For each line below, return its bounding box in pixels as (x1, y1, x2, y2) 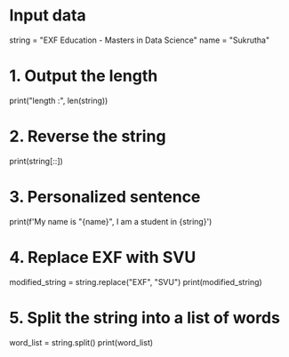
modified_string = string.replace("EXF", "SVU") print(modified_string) (9, 276, 262, 287)
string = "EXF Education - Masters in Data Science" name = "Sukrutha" (9, 35, 269, 45)
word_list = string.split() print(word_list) (9, 337, 154, 347)
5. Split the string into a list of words (9, 307, 280, 328)
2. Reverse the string (9, 126, 166, 147)
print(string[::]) (9, 155, 64, 166)
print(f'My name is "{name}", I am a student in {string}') (9, 216, 213, 226)
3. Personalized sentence (9, 187, 201, 207)
